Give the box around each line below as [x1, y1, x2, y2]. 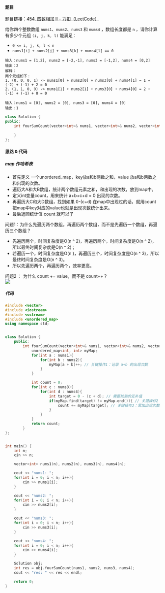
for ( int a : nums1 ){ [31, 353, 74, 358]
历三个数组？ [5, 228, 31, 233]
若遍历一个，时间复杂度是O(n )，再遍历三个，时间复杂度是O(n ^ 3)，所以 [12, 251, 160, 257]
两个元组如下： [5, 74, 31, 79]
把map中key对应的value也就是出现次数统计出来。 [12, 205, 113, 211]
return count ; [31, 421, 60, 427]
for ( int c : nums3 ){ [31, 385, 74, 390]
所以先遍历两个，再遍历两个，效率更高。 [12, 263, 94, 269]
